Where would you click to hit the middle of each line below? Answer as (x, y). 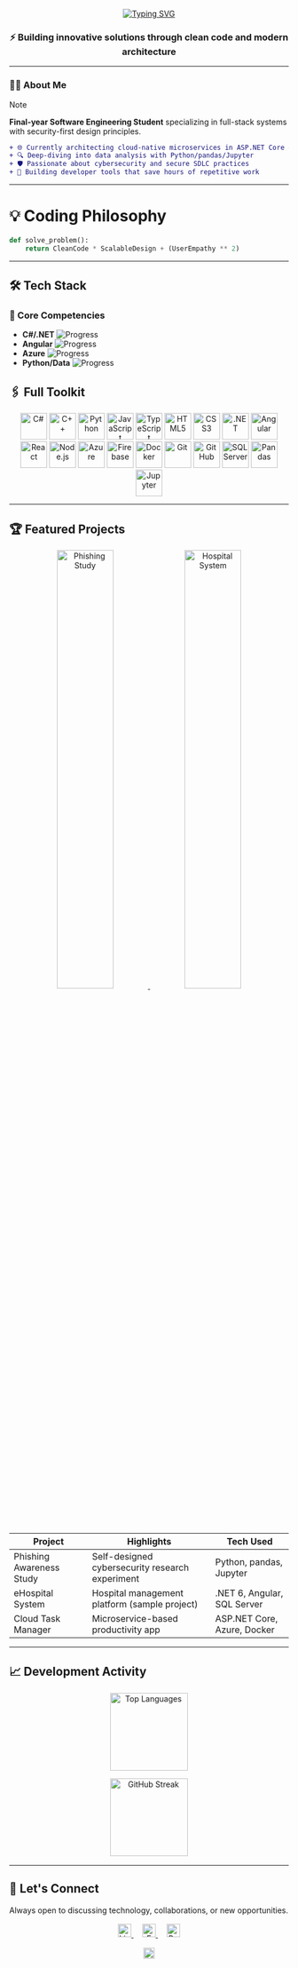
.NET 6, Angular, (249, 1593)
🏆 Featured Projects (67, 529)
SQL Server (239, 1605)
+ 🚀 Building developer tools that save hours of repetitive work (134, 172)
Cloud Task (37, 1619)
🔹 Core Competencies (57, 315)
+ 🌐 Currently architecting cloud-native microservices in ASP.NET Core (147, 147)
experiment (116, 1579)
